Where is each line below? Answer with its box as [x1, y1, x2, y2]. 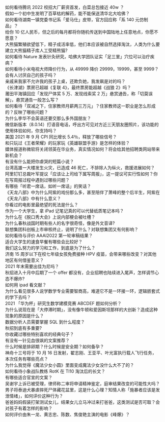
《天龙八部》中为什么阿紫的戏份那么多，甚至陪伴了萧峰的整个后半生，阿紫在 [5, 190, 160, 195]
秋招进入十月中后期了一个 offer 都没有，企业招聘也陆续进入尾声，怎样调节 [5, 269, 155, 275]
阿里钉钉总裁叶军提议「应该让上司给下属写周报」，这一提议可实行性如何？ [5, 171, 154, 177]
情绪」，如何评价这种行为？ [9, 393, 63, 399]
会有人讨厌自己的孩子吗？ [5, 72, 57, 78]
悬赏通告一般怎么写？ [15, 97, 59, 103]
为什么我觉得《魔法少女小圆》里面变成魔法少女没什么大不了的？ [5, 362, 134, 368]
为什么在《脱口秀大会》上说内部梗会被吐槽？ [5, 214, 96, 220]
